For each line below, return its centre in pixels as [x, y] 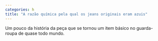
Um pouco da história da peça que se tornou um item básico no [70, 28]
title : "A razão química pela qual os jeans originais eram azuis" [77, 14]
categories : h [20, 10]
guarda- [145, 28]
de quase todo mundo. [41, 33]
